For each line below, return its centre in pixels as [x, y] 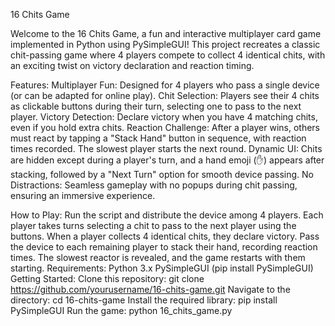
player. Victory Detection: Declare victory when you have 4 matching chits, [164, 117]
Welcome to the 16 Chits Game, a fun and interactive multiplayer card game [166, 33]
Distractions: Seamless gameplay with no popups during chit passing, [154, 185]
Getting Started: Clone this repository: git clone [107, 278]
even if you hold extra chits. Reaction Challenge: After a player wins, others [165, 127]
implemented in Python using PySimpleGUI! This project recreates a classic [165, 44]
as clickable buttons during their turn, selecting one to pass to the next [156, 106]
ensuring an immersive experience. [83, 195]
